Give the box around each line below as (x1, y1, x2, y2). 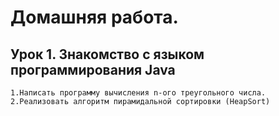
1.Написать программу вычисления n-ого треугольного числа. (10, 88, 267, 98)
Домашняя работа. (10, 6, 179, 29)
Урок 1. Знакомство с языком (10, 46, 205, 63)
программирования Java (10, 61, 176, 78)
